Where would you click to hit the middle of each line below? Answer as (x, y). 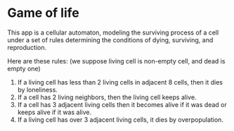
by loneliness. (38, 89)
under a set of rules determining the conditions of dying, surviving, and (110, 39)
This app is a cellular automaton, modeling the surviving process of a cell (113, 32)
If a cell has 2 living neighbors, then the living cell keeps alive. (107, 97)
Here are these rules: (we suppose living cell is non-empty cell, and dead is (116, 61)
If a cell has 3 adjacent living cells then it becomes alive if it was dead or (122, 104)
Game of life (43, 13)
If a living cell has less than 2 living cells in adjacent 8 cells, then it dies (120, 82)
